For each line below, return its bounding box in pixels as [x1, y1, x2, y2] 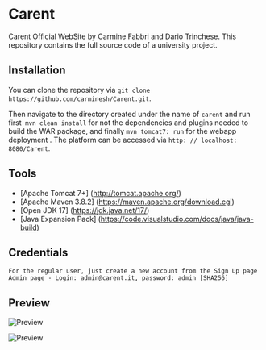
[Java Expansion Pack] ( [19, 214, 102, 223]
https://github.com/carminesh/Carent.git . [8, 94, 152, 103]
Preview [8, 296, 51, 310]
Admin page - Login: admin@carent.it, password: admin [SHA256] [8, 274, 229, 282]
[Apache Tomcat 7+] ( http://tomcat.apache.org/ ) [19, 188, 181, 198]
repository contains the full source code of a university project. [8, 40, 218, 49]
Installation [8, 64, 66, 77]
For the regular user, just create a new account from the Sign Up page [8, 267, 258, 275]
